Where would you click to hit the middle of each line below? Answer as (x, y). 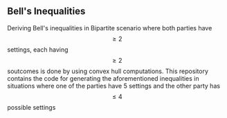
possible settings (31, 107)
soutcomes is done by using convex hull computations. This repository (108, 71)
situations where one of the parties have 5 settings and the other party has (113, 86)
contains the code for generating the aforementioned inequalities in (103, 78)
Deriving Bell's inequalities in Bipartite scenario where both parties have (110, 28)
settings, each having (38, 49)
